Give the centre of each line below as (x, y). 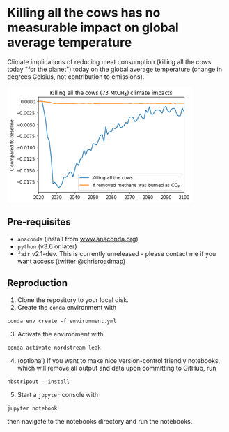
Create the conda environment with (67, 307)
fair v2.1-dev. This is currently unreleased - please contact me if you (117, 253)
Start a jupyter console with (58, 394)
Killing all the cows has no (84, 13)
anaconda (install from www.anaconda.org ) (78, 239)
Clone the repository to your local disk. (73, 300)
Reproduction (38, 283)
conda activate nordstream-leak (54, 348)
